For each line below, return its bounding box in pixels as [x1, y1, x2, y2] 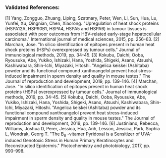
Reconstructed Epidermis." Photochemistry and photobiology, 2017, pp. [5, 143, 151, 149]
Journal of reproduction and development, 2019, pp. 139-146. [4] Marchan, [5, 78, 158, 84]
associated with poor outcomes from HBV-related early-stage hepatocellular [5, 31, 162, 37]
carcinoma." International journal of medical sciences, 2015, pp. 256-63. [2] [5, 36, 160, 42]
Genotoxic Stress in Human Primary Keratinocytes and [23, 138, 134, 144]
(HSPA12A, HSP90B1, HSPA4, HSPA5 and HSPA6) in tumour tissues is [5, 26, 147, 32]
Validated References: [5, 4, 60, 11]
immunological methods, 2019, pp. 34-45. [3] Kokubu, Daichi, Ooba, [5, 52, 145, 58]
